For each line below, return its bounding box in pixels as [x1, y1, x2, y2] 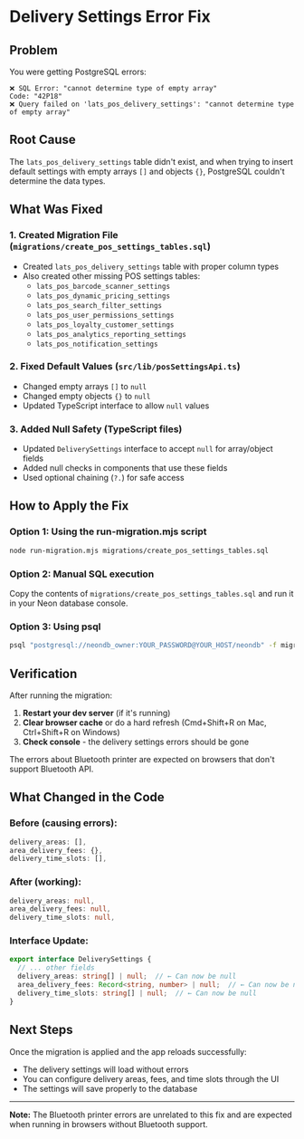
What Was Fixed [9, 202, 103, 217]
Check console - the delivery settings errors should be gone [22, 736, 250, 747]
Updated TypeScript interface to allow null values [22, 400, 210, 411]
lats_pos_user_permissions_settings [35, 311, 175, 320]
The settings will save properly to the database [22, 1083, 198, 1094]
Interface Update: [9, 934, 89, 947]
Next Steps [9, 1022, 73, 1038]
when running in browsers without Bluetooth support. [9, 1118, 208, 1129]
